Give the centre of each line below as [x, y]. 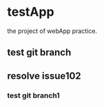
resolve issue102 [44, 76]
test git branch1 [33, 95]
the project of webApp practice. [52, 31]
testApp [31, 12]
